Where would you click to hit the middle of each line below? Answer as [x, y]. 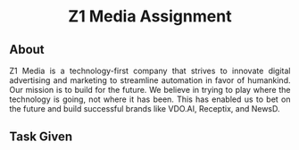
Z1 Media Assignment [150, 17]
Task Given [41, 137]
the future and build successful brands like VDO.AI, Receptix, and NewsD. [145, 108]
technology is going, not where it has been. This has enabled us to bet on [150, 99]
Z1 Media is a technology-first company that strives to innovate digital [150, 71]
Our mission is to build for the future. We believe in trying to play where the [150, 90]
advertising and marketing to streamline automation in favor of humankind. [150, 80]
